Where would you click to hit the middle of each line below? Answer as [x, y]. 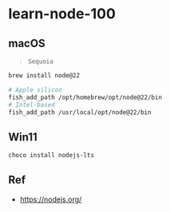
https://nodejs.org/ [51, 199]
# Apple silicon [35, 90]
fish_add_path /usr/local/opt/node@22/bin [80, 112]
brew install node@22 [44, 76]
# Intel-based [32, 104]
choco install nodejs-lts [51, 155]
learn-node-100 [62, 14]
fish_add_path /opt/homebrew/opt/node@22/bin [85, 97]
